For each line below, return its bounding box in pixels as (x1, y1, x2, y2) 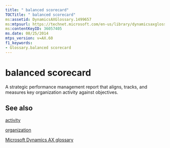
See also (5, 103, 33, 112)
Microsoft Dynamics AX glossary (5, 137, 74, 143)
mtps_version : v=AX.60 (5, 36, 53, 41)
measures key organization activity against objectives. (5, 89, 118, 95)
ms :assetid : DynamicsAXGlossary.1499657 (5, 17, 92, 22)
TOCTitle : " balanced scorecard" (5, 12, 76, 17)
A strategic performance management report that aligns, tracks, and (5, 84, 148, 90)
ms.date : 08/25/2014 (5, 31, 49, 36)
